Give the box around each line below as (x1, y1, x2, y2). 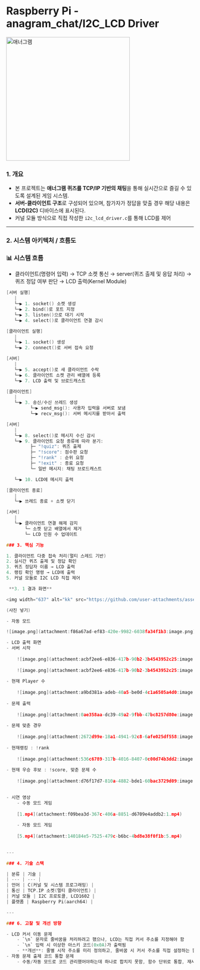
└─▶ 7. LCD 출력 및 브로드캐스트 (14, 377, 86, 384)
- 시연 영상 (6, 794, 31, 800)
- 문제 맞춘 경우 (6, 723, 42, 729)
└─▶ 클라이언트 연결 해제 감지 (14, 520, 78, 526)
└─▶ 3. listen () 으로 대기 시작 (14, 312, 85, 318)
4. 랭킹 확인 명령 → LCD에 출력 (6, 569, 76, 576)
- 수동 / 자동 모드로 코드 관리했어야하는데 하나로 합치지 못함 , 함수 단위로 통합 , (17, 959, 185, 965)
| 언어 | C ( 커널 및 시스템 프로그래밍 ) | (6, 882, 94, 888)
